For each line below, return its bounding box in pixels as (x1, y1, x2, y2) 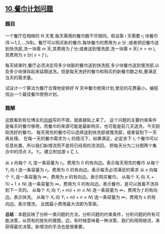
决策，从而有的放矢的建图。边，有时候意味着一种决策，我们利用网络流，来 (9, 218, 160, 224)
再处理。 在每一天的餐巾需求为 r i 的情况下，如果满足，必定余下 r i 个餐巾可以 (5, 135, 158, 143)
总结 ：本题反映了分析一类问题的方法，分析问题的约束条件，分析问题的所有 (5, 211, 156, 217)
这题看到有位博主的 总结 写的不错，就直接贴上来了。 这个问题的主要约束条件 (5, 117, 157, 123)
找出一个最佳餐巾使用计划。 (5, 91, 61, 97)
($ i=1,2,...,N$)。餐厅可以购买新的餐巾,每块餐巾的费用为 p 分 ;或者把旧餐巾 (5, 40, 155, 46)
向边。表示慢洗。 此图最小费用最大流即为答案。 (5, 201, 101, 207)
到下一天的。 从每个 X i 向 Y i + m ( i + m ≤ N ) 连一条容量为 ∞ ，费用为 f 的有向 (5, 187, 158, 194)
